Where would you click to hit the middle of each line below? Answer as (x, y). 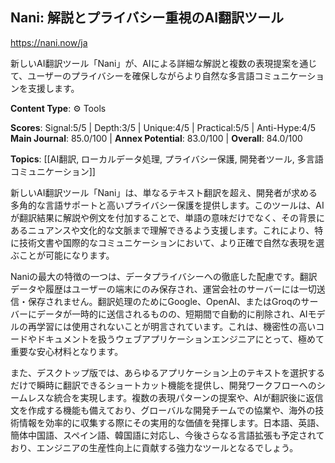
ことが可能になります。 (66, 255)
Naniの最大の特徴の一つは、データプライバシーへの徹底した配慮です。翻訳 (164, 276)
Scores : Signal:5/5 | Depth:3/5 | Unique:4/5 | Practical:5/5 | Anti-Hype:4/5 (163, 127)
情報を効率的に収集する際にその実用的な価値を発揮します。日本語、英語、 (171, 422)
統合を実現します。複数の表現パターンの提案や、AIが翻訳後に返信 (188, 397)
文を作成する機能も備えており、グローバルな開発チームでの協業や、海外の (163, 410)
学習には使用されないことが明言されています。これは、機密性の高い (176, 326)
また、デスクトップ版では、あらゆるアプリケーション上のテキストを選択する (168, 372)
